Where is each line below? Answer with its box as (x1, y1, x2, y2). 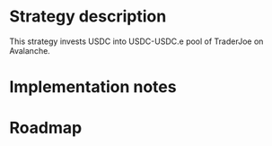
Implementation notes (9, 77, 177, 98)
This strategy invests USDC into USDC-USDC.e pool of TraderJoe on (9, 36, 264, 47)
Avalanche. (9, 45, 51, 56)
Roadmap (9, 118, 83, 138)
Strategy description (9, 6, 167, 27)
